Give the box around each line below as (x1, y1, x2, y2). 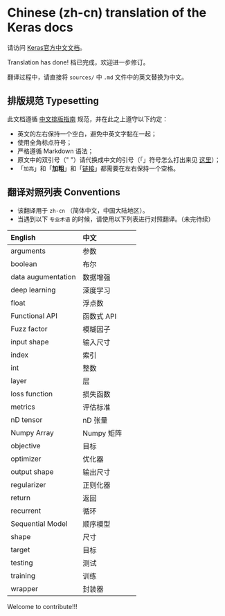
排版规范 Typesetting (7, 95, 99, 107)
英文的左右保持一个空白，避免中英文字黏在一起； (17, 130, 157, 138)
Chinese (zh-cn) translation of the (7, 5, 206, 21)
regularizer (10, 479, 46, 489)
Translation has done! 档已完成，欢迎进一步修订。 (7, 58, 150, 67)
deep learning (10, 285, 56, 294)
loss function (10, 389, 53, 398)
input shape (10, 337, 50, 346)
